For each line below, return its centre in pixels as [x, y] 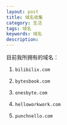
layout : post [22, 12]
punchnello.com [34, 116]
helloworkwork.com [38, 105]
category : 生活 [24, 23]
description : [22, 39]
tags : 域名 [19, 28]
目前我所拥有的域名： [32, 57]
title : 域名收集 [25, 17]
